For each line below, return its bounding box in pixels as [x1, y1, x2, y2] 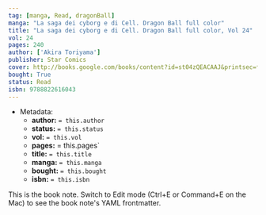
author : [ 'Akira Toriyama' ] [8, 48, 101, 56]
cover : [8, 63, 30, 71]
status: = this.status [31, 124, 104, 133]
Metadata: [19, 107, 54, 117]
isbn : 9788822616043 [8, 85, 77, 94]
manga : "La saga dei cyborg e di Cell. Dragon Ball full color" [8, 19, 225, 27]
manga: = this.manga [31, 158, 102, 167]
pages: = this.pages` [31, 140, 101, 151]
